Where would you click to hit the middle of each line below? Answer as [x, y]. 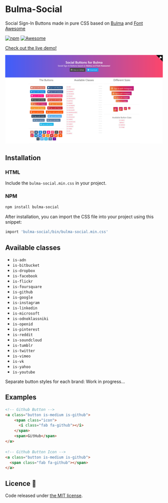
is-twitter [24, 351]
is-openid [23, 324]
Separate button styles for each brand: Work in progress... [65, 381]
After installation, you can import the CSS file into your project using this [79, 217]
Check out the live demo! [31, 48]
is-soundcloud [27, 340]
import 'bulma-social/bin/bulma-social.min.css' [57, 232]
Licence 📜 [21, 483]
